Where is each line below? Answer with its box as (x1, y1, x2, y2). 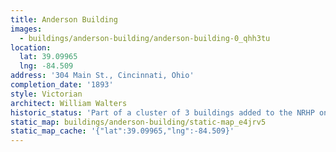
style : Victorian (10, 89, 83, 99)
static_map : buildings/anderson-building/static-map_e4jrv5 (10, 117, 267, 127)
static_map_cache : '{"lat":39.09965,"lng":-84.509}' (10, 126, 235, 136)
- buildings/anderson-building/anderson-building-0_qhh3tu (19, 33, 271, 43)
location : (10, 42, 52, 53)
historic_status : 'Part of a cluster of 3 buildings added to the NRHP (10, 107, 315, 118)
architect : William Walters (10, 98, 128, 108)
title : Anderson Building (10, 14, 118, 25)
